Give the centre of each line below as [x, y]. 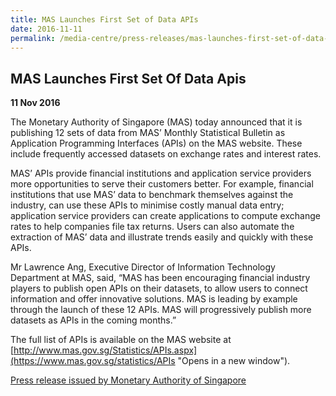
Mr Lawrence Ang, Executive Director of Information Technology [143, 267]
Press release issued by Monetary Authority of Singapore [128, 380]
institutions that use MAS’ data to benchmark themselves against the [152, 195]
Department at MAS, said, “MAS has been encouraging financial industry [160, 278]
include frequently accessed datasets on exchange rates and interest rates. [166, 154]
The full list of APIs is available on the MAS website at [121, 340]
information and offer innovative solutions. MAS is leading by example [154, 299]
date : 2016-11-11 [46, 29]
